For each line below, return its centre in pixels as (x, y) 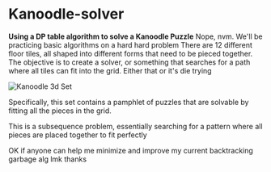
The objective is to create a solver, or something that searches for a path (129, 62)
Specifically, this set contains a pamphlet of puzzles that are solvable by (129, 102)
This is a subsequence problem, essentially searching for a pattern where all (135, 126)
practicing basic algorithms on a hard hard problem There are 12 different (131, 44)
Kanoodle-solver (66, 14)
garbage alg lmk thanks (48, 159)
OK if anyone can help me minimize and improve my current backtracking (131, 150)
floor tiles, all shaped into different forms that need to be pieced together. (131, 53)
